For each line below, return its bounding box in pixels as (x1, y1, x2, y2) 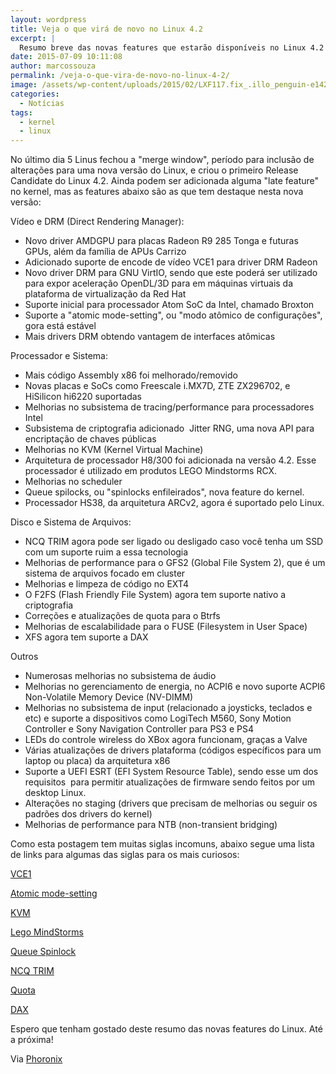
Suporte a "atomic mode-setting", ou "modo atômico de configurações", (24, 309, 323, 321)
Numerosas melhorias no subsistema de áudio (24, 670, 217, 682)
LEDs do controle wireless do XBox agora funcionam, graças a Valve (24, 734, 308, 746)
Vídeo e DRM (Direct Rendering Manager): (10, 216, 185, 228)
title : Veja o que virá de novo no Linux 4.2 (10, 24, 203, 34)
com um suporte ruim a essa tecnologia (24, 546, 189, 558)
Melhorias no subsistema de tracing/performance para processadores (24, 401, 315, 413)
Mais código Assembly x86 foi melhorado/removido (24, 369, 238, 381)
